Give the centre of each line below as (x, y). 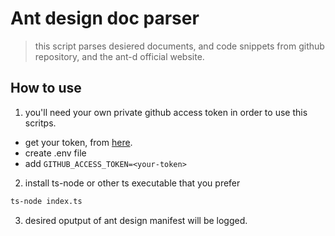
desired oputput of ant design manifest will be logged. (136, 220)
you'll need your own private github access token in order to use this (166, 112)
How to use (46, 88)
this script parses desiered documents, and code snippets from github (179, 46)
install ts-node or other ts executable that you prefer (132, 183)
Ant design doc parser (105, 18)
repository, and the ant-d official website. (119, 56)
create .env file (55, 153)
